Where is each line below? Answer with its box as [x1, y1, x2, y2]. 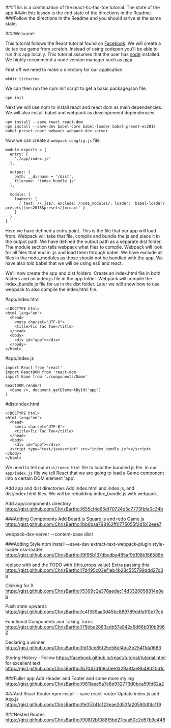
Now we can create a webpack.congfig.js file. [5, 137, 101, 143]
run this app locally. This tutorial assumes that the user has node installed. [5, 51, 161, 57]
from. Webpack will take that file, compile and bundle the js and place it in [5, 233, 160, 239]
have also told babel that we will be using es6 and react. [5, 260, 123, 266]
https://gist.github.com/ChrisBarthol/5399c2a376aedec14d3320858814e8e [5, 588, 164, 594]
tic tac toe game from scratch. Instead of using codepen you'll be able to [5, 46, 158, 52]
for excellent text [5, 660, 41, 666]
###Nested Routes [5, 712, 45, 717]
